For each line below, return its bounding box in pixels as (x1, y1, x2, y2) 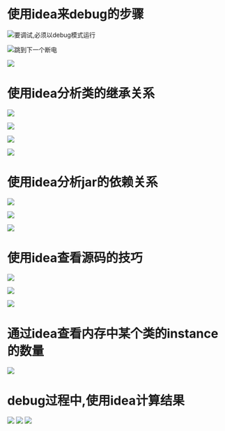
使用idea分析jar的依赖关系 (7, 175, 158, 190)
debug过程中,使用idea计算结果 (7, 393, 185, 408)
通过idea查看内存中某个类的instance (7, 325, 219, 341)
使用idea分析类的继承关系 (7, 86, 155, 102)
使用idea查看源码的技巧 (7, 250, 143, 265)
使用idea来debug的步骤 (7, 6, 144, 22)
